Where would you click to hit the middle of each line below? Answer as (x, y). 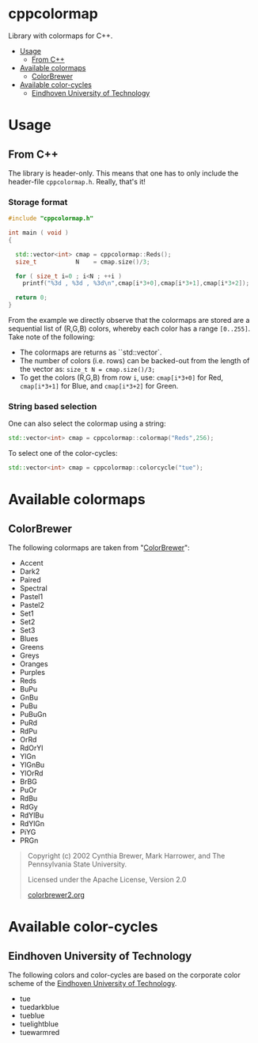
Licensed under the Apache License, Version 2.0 (107, 880)
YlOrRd (31, 773)
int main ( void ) (38, 233)
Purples (32, 673)
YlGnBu (32, 765)
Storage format (38, 202)
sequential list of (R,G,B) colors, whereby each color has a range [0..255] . (129, 328)
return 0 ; (31, 298)
